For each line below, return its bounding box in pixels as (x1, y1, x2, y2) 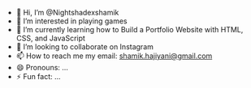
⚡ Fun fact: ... (15, 72, 61, 81)
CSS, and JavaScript (15, 33, 85, 43)
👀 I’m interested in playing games (15, 16, 128, 26)
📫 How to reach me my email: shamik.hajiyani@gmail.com (15, 51, 213, 61)
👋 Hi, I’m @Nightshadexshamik (15, 8, 119, 17)
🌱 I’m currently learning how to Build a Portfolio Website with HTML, (15, 25, 244, 34)
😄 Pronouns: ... (15, 63, 69, 72)
